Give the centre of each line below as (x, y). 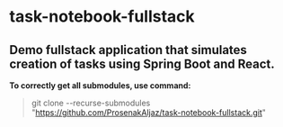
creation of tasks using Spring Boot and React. (142, 63)
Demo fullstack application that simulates (128, 50)
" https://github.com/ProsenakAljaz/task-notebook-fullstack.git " (149, 113)
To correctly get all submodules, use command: (100, 86)
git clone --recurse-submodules (91, 103)
